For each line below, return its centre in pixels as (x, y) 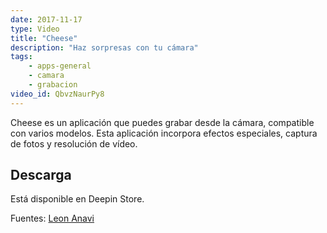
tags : (21, 57)
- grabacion (53, 85)
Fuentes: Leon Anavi (52, 218)
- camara (46, 76)
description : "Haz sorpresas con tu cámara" (104, 47)
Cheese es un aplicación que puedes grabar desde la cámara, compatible (162, 122)
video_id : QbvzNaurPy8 (57, 94)
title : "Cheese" (44, 38)
